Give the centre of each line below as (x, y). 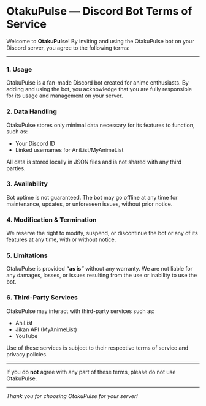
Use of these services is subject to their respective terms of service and (97, 348)
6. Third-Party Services (42, 298)
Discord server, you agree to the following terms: (68, 48)
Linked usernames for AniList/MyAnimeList (69, 150)
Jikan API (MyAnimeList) (46, 329)
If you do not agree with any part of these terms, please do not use (91, 372)
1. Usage (19, 69)
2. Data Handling (32, 111)
